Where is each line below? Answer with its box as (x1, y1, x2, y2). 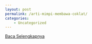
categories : (5, 16, 29, 21)
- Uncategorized (14, 20, 47, 25)
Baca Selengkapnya (5, 33, 45, 39)
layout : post (5, 7, 31, 12)
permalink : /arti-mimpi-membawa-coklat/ (5, 11, 88, 16)
